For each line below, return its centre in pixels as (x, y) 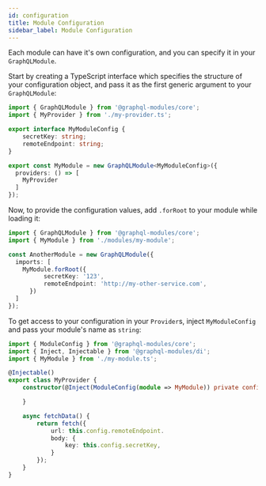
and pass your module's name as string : (75, 330)
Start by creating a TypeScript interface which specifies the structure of (125, 77)
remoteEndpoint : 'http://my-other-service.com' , (125, 284)
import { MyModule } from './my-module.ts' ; (83, 359)
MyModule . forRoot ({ (55, 269)
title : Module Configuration (56, 23)
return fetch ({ (62, 424)
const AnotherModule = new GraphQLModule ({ (81, 254)
